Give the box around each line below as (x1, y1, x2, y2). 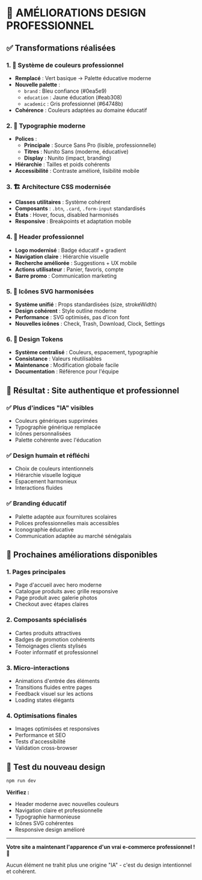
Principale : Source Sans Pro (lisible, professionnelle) (23, 142, 156, 149)
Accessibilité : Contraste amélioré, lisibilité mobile (14, 167, 139, 175)
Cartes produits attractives (14, 629, 81, 637)
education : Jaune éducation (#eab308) (23, 93, 122, 101)
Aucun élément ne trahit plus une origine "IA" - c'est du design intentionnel (6, 861, 192, 869)
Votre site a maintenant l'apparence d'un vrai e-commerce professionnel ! (6, 843, 195, 850)
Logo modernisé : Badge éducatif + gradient (14, 246, 126, 254)
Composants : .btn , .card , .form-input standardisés (14, 205, 146, 212)
